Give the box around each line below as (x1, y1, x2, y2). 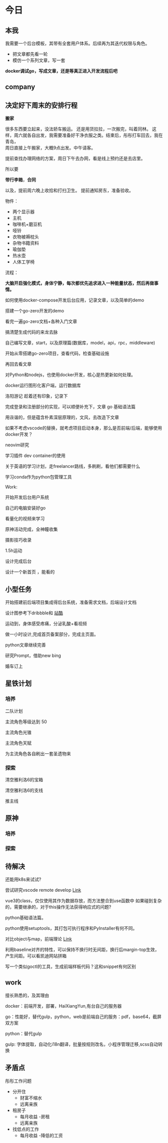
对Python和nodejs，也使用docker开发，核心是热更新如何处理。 (5, 372, 136, 378)
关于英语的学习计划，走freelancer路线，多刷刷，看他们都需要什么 (5, 463, 140, 469)
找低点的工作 (12, 1126, 39, 1132)
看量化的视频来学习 (5, 516, 45, 522)
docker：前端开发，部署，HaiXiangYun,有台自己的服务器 (5, 1003, 122, 1009)
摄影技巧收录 (5, 537, 31, 543)
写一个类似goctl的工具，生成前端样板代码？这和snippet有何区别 (5, 963, 136, 969)
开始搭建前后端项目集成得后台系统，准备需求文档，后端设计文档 (5, 599, 136, 605)
